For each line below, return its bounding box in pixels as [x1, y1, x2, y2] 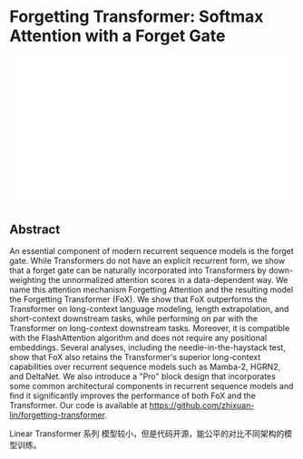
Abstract [9, 221, 61, 237]
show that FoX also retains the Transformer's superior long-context [9, 352, 261, 363]
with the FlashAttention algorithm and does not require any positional [9, 333, 268, 344]
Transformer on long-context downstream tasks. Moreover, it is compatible [9, 323, 290, 334]
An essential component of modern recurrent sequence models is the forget [9, 246, 295, 257]
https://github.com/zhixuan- [149, 400, 255, 411]
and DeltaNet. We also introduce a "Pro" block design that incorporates [9, 371, 277, 382]
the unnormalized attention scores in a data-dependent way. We [48, 275, 288, 286]
